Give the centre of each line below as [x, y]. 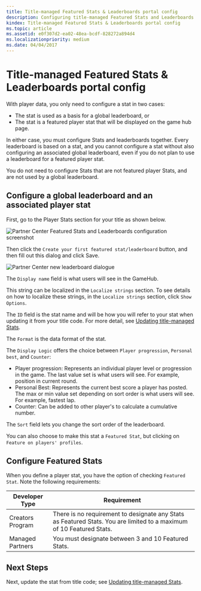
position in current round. [46, 381]
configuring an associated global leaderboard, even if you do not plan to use [100, 153]
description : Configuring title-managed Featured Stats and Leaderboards [100, 17]
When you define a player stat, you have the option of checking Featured [96, 476]
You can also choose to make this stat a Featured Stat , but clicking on [93, 436]
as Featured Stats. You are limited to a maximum [120, 522]
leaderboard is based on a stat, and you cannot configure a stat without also [100, 146]
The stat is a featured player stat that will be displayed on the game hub [103, 122]
